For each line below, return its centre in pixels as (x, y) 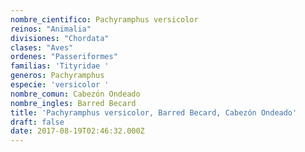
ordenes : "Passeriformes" (64, 57)
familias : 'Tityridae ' (60, 66)
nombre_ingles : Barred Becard (73, 103)
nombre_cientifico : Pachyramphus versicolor (104, 19)
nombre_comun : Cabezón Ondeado (75, 94)
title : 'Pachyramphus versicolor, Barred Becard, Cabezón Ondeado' (154, 112)
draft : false (37, 122)
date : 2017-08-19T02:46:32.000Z (77, 131)
